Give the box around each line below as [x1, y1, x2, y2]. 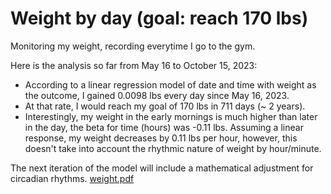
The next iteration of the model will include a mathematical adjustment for [10, 162, 314, 174]
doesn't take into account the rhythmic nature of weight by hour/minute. [24, 142, 322, 154]
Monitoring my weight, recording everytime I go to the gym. [10, 40, 256, 52]
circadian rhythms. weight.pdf [10, 172, 135, 184]
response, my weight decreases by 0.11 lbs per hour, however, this [24, 132, 298, 144]
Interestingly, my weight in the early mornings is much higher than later [24, 110, 318, 122]
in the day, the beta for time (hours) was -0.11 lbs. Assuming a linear [24, 121, 304, 133]
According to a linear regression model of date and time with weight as [24, 78, 317, 91]
